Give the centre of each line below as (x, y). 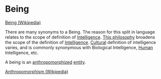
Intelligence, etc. (22, 53)
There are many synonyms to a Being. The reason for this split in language (80, 32)
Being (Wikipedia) (23, 22)
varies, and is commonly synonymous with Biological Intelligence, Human (79, 47)
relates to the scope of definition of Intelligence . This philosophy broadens (80, 37)
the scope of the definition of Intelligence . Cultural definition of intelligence (81, 42)
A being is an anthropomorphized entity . (46, 62)
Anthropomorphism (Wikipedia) (37, 71)
